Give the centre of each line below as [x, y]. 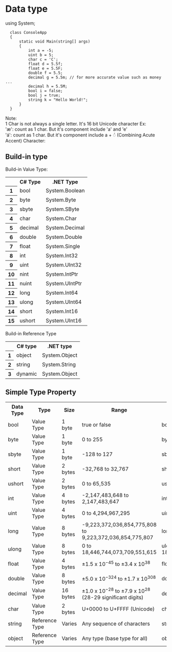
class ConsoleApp [28, 32]
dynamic [27, 374]
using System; [20, 23]
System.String [59, 364]
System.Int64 [62, 293]
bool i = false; [45, 91]
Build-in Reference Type [31, 334]
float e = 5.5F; [45, 68]
